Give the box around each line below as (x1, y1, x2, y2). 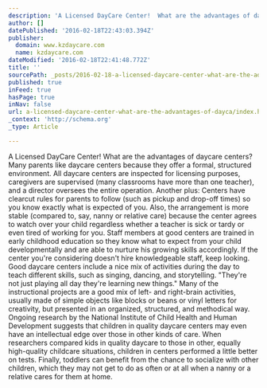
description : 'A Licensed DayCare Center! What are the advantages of (8, 11, 250, 20)
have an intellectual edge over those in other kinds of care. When (8, 329, 222, 339)
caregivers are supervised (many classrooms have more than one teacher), (8, 177, 254, 186)
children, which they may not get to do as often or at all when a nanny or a (8, 363, 252, 373)
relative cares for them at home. (8, 371, 113, 381)
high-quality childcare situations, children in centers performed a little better (8, 346, 258, 355)
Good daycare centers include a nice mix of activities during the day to (8, 261, 240, 271)
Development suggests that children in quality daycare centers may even (8, 320, 247, 331)
